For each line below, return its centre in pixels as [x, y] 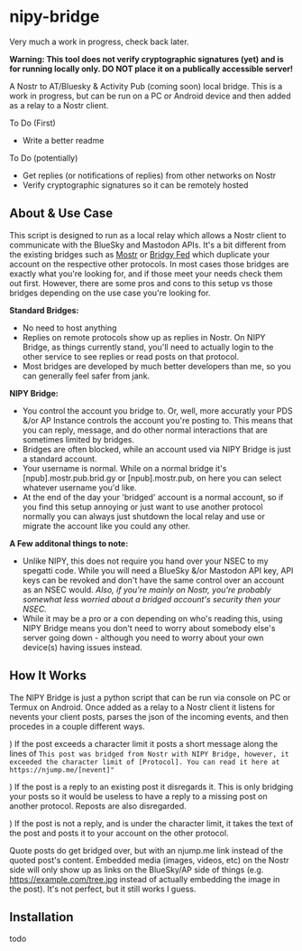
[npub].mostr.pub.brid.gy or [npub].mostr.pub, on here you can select [152, 478]
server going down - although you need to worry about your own [143, 638]
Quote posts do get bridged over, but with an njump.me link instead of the [146, 850]
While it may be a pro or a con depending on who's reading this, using [152, 618]
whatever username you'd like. [79, 487]
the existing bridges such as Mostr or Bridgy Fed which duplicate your [140, 254]
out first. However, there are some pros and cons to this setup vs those [141, 283]
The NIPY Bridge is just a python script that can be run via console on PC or [150, 697]
